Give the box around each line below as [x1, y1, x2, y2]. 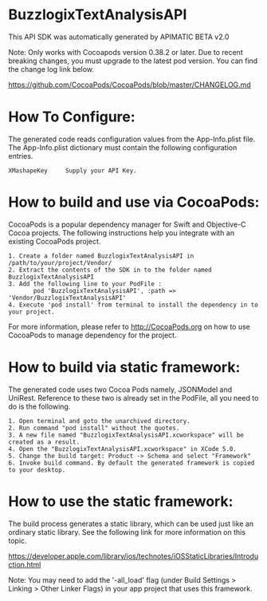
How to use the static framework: [8, 492, 234, 510]
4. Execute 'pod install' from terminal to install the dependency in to [8, 301, 259, 309]
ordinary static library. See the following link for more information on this [8, 527, 245, 536]
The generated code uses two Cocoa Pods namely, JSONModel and [8, 385, 233, 394]
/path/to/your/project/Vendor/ [8, 259, 112, 267]
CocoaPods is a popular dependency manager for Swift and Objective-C [8, 219, 246, 229]
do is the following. [8, 401, 71, 411]
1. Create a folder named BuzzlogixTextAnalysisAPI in [8, 251, 194, 260]
